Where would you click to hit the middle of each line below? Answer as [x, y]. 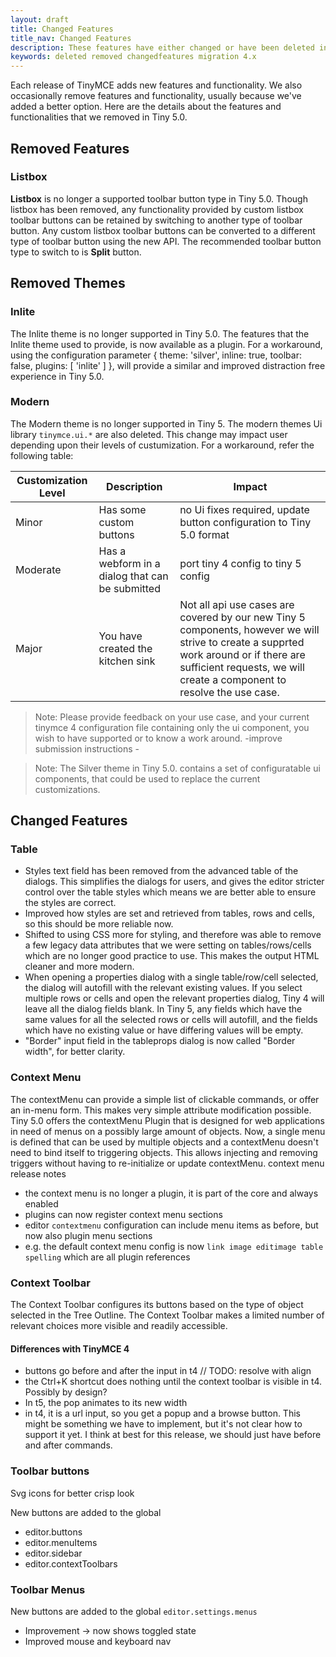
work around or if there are [242, 654]
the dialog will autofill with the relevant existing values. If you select [163, 988]
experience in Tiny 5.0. [57, 376]
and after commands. [68, 1445]
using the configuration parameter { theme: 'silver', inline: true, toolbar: [156, 355]
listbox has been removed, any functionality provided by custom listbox [157, 209]
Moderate [38, 569]
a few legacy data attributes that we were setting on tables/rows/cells [168, 945]
